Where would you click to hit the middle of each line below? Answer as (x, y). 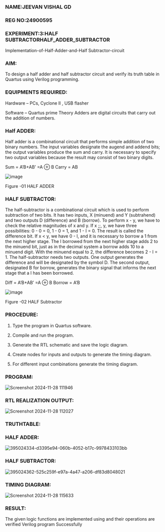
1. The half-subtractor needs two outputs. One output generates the (74, 257)
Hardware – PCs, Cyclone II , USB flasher (47, 103)
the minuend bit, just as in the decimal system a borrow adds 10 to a (75, 247)
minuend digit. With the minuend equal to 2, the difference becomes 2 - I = (81, 252)
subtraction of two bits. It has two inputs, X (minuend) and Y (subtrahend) (81, 215)
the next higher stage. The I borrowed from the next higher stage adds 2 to (82, 241)
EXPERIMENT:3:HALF (32, 33)
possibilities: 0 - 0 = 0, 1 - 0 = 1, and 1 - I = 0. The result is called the (74, 231)
